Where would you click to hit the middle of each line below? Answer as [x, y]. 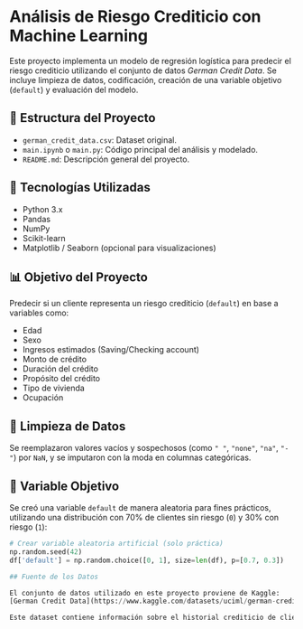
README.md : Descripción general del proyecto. [106, 159]
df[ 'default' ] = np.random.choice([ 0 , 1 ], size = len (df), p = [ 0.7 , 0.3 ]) [147, 560]
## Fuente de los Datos [54, 577]
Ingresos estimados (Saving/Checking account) [111, 350]
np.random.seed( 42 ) [46, 552]
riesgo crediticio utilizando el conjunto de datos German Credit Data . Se [143, 70]
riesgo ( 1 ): [28, 527]
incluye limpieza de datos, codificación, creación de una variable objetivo [146, 80]
